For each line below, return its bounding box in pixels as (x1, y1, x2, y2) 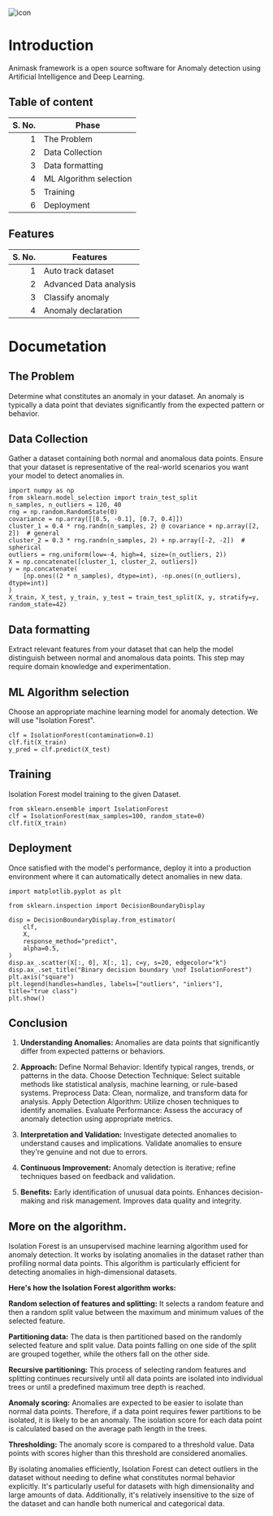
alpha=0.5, (23, 944, 60, 953)
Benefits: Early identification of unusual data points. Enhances (19, 1187, 230, 1197)
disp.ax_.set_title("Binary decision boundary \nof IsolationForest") (8, 966, 253, 974)
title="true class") (8, 987, 79, 995)
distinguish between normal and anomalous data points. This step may (8, 653, 245, 663)
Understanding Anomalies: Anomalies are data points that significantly (19, 1038, 260, 1048)
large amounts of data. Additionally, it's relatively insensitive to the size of (8, 1490, 254, 1500)
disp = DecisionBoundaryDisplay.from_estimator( (8, 916, 176, 924)
